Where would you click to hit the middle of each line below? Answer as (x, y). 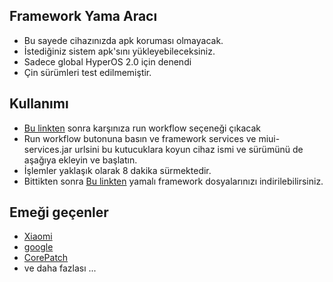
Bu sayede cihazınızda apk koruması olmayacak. (123, 40)
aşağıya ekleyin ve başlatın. (80, 160)
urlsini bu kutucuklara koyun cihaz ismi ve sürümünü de (189, 149)
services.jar (48, 149)
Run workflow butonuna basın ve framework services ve (140, 138)
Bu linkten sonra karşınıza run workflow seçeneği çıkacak (142, 128)
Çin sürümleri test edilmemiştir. (87, 72)
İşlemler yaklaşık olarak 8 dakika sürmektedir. (117, 170)
